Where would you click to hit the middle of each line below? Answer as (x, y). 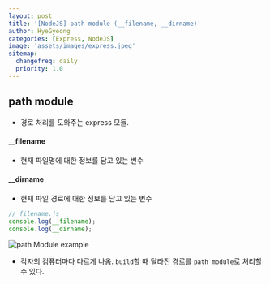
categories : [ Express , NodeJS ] (61, 39)
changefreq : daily (47, 62)
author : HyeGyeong (39, 31)
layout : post (30, 16)
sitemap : (23, 54)
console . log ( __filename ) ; (52, 221)
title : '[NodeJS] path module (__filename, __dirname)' (105, 24)
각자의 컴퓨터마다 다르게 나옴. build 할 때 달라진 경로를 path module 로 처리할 (141, 261)
